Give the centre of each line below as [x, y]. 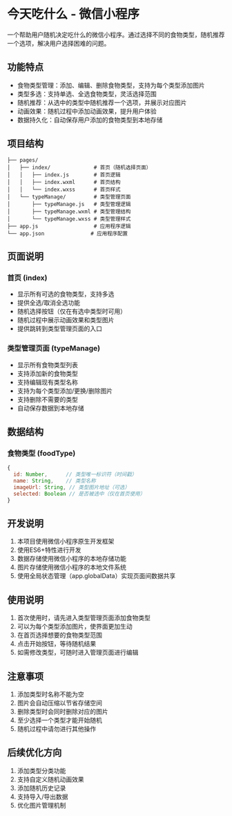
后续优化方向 [35, 753]
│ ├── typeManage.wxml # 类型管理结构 [69, 212]
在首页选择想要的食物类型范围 [59, 635]
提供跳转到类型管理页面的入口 [59, 328]
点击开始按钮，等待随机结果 [57, 644]
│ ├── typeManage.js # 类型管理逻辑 [69, 204]
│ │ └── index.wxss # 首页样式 [64, 189]
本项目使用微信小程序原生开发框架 [66, 541]
